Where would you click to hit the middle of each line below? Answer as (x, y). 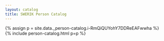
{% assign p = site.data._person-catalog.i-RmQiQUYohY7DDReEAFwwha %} (82, 28)
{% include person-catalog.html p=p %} (46, 33)
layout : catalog (22, 10)
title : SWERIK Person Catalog (36, 14)
